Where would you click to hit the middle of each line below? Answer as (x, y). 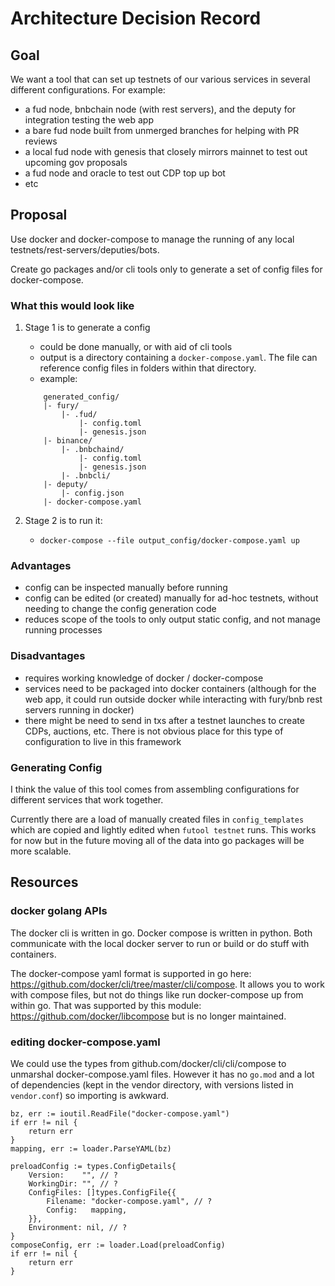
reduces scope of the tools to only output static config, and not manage (172, 619)
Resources (44, 882)
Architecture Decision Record (136, 18)
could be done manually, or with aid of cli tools (136, 347)
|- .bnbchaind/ (93, 450)
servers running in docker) (79, 709)
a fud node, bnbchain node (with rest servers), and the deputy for (160, 109)
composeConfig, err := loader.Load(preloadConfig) (118, 1245)
